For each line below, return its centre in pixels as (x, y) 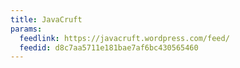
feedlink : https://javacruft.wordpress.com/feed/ (124, 38)
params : (26, 29)
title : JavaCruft (46, 19)
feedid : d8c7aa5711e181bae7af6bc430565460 (109, 47)
